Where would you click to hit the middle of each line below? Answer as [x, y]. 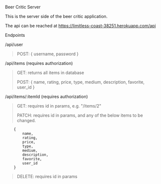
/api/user [14, 45]
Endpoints [15, 35]
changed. [26, 120]
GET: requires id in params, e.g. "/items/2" [59, 106]
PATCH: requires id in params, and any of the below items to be [80, 115]
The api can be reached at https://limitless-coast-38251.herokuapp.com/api [80, 26]
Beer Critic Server [23, 7]
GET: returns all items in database [51, 73]
